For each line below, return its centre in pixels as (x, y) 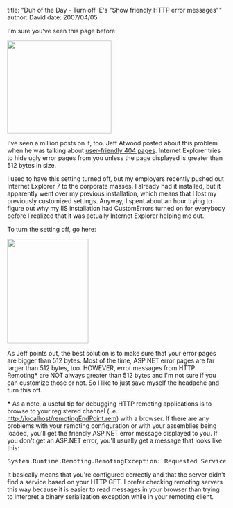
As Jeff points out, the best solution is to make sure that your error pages (112, 353)
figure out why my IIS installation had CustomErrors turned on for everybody (116, 208)
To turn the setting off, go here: (52, 229)
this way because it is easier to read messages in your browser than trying (113, 489)
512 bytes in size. (32, 165)
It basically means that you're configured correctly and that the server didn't (116, 475)
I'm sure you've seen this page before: (62, 31)
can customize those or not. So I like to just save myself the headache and (113, 383)
